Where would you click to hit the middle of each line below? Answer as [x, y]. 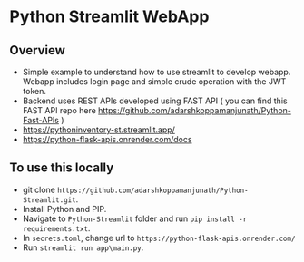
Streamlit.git [49, 200]
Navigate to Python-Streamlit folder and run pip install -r [135, 218]
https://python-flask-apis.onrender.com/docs [107, 139]
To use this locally [62, 168]
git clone [39, 189]
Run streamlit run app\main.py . [83, 247]
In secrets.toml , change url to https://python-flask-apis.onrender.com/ [159, 238]
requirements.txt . [56, 228]
